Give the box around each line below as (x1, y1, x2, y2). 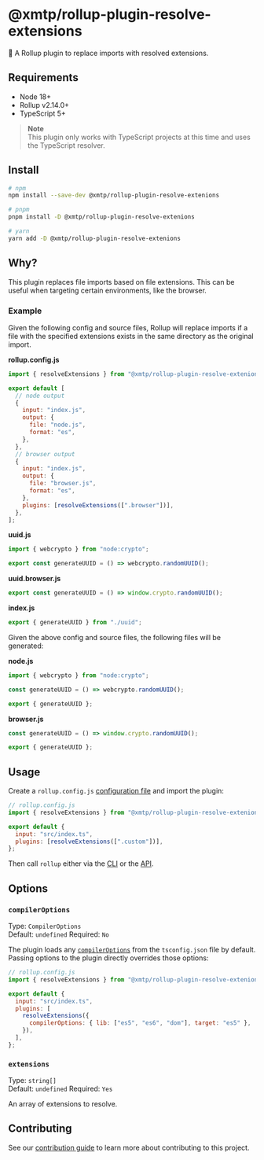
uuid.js (8, 530, 31, 539)
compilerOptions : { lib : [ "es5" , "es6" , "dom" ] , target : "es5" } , (28, 1019, 251, 1027)
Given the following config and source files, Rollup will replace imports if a (8, 322, 248, 332)
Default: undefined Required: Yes (8, 1084, 113, 1094)
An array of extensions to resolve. (8, 1099, 118, 1109)
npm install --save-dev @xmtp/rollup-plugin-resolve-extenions (8, 191, 220, 200)
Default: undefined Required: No (8, 930, 110, 939)
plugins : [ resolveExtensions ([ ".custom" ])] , (15, 838, 163, 845)
